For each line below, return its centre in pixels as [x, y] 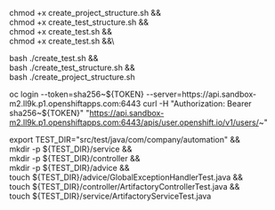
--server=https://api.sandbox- [201, 94]
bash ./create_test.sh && [54, 58]
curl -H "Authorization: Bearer [197, 104]
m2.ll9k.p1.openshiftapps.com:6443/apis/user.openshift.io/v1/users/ [134, 122]
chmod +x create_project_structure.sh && [85, 13]
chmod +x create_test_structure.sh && [79, 22]
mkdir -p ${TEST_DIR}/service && [71, 149]
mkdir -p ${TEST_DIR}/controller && [75, 158]
